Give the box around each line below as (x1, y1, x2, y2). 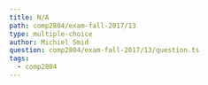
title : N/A (9, 12, 50, 22)
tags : (9, 54, 29, 63)
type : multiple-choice (9, 29, 93, 38)
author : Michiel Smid (9, 37, 89, 47)
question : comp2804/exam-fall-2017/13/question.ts (9, 46, 200, 55)
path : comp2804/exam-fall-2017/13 (9, 21, 137, 30)
